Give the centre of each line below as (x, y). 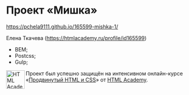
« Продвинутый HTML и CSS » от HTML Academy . (87, 80)
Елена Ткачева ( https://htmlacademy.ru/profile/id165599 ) (76, 38)
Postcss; (25, 55)
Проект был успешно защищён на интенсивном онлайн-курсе (104, 73)
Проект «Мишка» (52, 10)
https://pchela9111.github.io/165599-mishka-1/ (62, 27)
